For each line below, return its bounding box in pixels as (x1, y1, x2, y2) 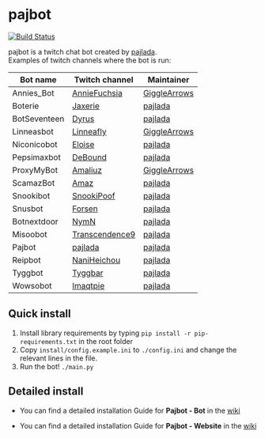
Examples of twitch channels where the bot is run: (8, 55, 172, 65)
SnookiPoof (72, 190, 116, 201)
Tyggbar (72, 267, 104, 278)
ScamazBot (12, 177, 55, 188)
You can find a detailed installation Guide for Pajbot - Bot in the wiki (19, 406, 240, 415)
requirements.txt (19, 338, 78, 345)
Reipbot (12, 255, 41, 266)
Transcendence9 (72, 228, 136, 240)
